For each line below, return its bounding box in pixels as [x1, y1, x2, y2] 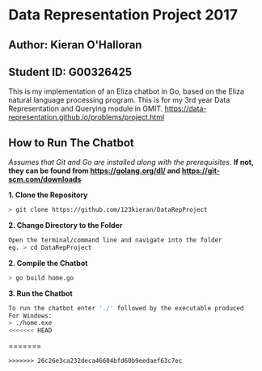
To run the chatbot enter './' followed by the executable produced [8, 304, 244, 312]
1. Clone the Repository [8, 190, 88, 200]
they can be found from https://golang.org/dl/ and [8, 166, 180, 175]
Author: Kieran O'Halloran [8, 38, 142, 52]
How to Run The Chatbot [8, 136, 135, 150]
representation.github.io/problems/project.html [8, 112, 165, 122]
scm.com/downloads [8, 175, 82, 184]
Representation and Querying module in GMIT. [8, 103, 163, 114]
